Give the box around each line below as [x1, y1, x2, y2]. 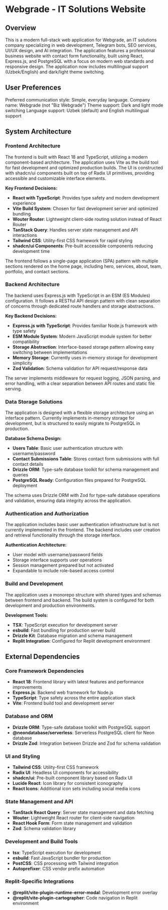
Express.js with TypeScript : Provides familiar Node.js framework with [12, 323, 158, 329]
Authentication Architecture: [5, 542, 67, 548]
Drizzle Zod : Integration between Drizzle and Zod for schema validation [12, 740, 161, 746]
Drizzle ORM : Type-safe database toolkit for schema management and [12, 466, 159, 473]
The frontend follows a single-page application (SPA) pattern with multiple [5, 258, 158, 264]
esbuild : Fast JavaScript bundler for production [12, 855, 111, 861]
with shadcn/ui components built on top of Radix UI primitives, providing [5, 170, 154, 176]
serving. [5, 385, 23, 391]
